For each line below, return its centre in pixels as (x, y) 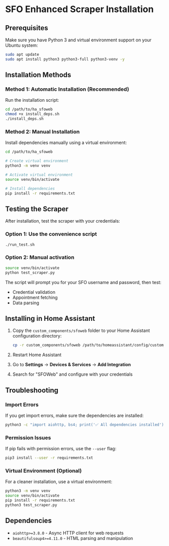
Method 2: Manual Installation (43, 131)
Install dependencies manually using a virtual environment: (66, 143)
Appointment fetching (35, 297)
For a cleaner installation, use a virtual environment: (59, 482)
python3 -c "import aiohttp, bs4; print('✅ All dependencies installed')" (86, 425)
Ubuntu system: (22, 45)
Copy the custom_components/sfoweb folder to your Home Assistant (81, 330)
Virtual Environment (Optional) (44, 470)
